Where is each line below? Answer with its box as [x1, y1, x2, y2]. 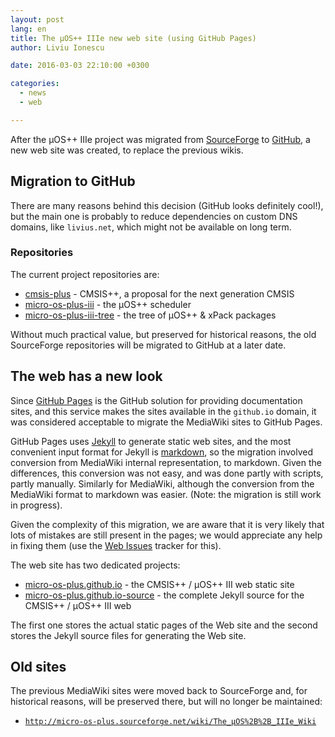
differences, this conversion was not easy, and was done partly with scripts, [10, 467, 324, 479]
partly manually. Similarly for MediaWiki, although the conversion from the [10, 477, 315, 490]
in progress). [10, 499, 63, 511]
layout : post [10, 14, 65, 25]
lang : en [10, 24, 47, 34]
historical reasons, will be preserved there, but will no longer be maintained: [10, 696, 323, 708]
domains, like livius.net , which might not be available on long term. [10, 221, 292, 233]
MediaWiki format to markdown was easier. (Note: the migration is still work [10, 488, 322, 500]
